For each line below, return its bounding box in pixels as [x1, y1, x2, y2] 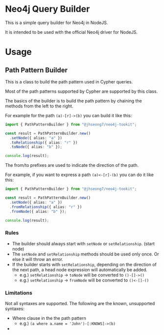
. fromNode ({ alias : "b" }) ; [9, 209, 67, 214]
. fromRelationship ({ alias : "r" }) [9, 205, 82, 209]
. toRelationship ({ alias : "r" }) [9, 140, 78, 145]
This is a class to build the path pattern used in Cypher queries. [5, 78, 133, 84]
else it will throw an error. [12, 256, 64, 262]
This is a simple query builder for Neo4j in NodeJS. [5, 20, 108, 26]
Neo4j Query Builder [5, 3, 90, 15]
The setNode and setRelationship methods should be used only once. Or [12, 251, 159, 257]
